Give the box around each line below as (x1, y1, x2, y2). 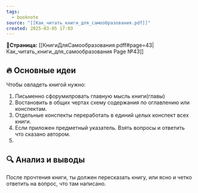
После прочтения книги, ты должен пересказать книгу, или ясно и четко (6, 173, 192, 180)
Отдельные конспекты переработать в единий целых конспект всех (14, 111, 189, 119)
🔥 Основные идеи (6, 65, 76, 75)
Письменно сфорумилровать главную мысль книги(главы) (14, 93, 165, 100)
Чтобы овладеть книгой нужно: (6, 81, 86, 88)
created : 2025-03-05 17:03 (6, 25, 73, 32)
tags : (6, 8, 20, 15)
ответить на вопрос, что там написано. (6, 180, 106, 187)
